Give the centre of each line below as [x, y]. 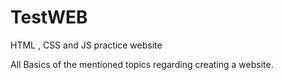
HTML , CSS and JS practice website [86, 45]
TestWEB [49, 17]
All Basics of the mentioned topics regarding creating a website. [142, 64]
